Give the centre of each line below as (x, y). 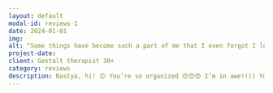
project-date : (32, 53)
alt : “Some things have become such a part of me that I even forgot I (132, 46)
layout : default (36, 16)
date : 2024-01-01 (38, 31)
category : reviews (39, 69)
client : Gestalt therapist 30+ (61, 61)
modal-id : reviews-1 (43, 23)
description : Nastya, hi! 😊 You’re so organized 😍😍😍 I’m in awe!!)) (132, 76)
